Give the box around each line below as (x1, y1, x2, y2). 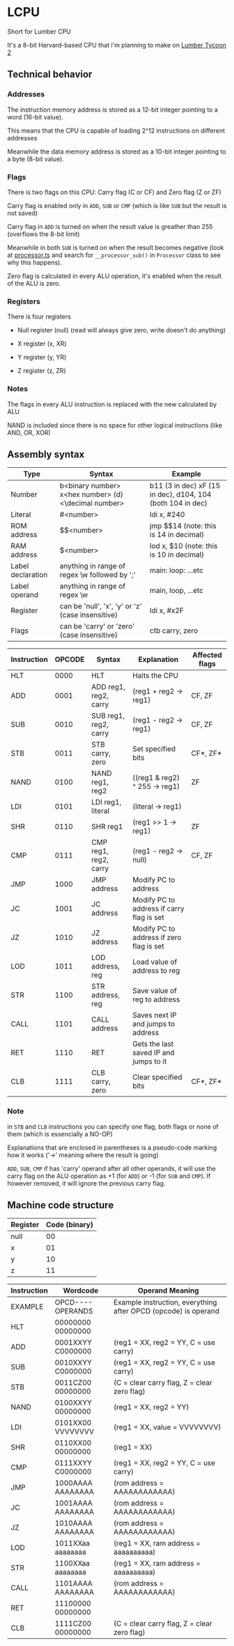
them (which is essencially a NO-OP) (7, 1129, 113, 1138)
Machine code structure (7, 1199, 114, 1212)
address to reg (132, 966, 180, 976)
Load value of (132, 957, 178, 967)
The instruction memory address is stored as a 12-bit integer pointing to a (7, 105, 218, 114)
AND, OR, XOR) (7, 428, 51, 436)
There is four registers (7, 312, 71, 321)
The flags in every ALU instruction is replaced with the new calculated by (7, 399, 217, 409)
